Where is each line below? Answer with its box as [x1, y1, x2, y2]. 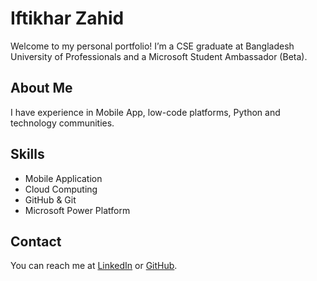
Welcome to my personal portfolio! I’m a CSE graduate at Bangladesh [10, 40, 295, 52]
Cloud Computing [24, 183, 98, 195]
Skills [10, 146, 45, 163]
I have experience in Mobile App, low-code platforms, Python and [10, 106, 281, 118]
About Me [10, 80, 73, 97]
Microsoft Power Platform [24, 204, 131, 216]
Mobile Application [24, 172, 103, 184]
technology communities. [10, 117, 115, 129]
